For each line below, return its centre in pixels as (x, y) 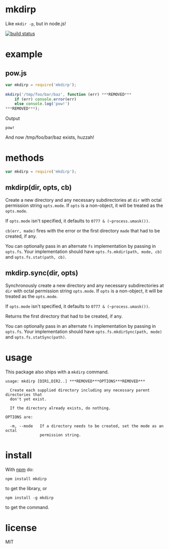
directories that (24, 395)
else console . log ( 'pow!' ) (42, 104)
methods (25, 158)
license (21, 528)
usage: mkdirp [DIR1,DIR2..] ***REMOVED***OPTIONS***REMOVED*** (75, 381)
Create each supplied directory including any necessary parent (80, 390)
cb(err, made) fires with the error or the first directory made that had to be (83, 230)
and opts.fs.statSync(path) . (36, 337)
